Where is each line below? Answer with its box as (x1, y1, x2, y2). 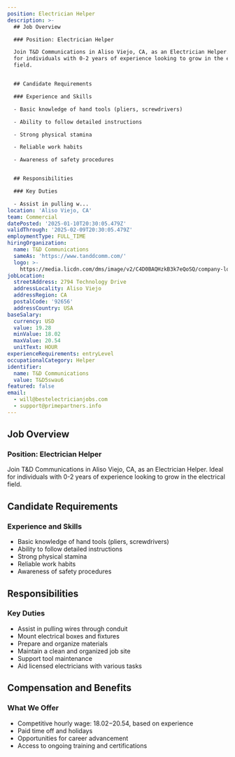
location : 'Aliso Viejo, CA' (7, 207, 92, 214)
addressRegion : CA (13, 292, 68, 299)
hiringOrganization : (7, 240, 68, 247)
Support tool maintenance (17, 654, 93, 662)
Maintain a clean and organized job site (17, 646, 131, 655)
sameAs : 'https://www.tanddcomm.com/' (13, 252, 127, 259)
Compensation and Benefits (7, 682, 131, 694)
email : (7, 390, 27, 397)
